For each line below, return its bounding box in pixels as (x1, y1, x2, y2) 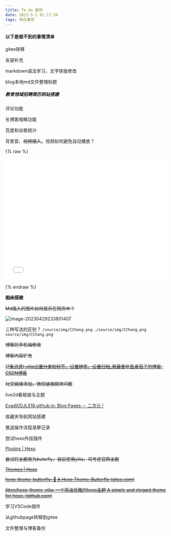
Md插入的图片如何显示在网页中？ (5, 305, 75, 311)
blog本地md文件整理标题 (5, 78, 57, 85)
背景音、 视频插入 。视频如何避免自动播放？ (5, 138, 95, 144)
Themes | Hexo (5, 466, 37, 472)
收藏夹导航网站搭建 (5, 413, 46, 420)
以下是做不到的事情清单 (5, 33, 55, 39)
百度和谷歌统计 (5, 127, 37, 133)
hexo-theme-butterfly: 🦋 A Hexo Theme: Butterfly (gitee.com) (5, 476, 135, 482)
